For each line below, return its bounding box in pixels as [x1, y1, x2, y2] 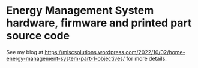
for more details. [125, 55, 167, 62]
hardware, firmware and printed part [6, 16, 192, 30]
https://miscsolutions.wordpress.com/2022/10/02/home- [44, 48, 185, 55]
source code [6, 29, 70, 42]
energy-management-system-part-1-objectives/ [6, 55, 125, 62]
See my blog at [6, 48, 44, 55]
